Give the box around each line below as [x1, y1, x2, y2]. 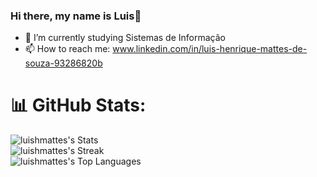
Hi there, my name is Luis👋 [10, 9, 142, 23]
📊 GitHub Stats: [10, 94, 147, 117]
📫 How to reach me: [24, 43, 111, 55]
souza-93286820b [24, 57, 103, 69]
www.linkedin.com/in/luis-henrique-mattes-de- [112, 43, 308, 55]
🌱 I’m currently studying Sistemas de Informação [24, 32, 226, 44]
